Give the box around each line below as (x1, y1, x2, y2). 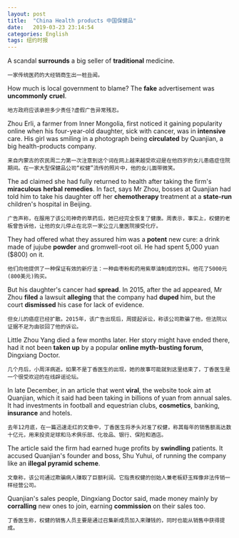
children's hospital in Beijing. (7, 200, 92, 209)
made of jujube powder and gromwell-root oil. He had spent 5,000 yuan (7, 243, 219, 252)
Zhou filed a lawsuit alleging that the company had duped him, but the (7, 293, 216, 301)
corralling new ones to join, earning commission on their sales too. (7, 502, 205, 510)
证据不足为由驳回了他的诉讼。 (7, 324, 82, 331)
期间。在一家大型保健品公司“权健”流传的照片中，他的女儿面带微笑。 (7, 165, 178, 172)
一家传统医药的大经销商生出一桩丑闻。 (7, 72, 103, 79)
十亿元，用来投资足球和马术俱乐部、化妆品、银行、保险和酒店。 (7, 432, 167, 439)
